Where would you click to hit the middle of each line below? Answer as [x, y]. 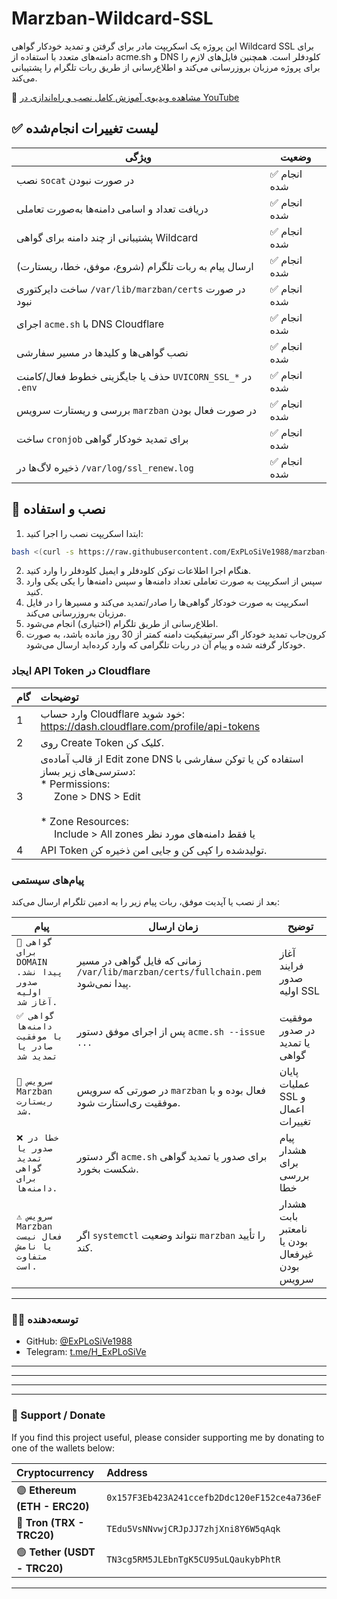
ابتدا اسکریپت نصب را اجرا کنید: [84, 533]
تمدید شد [37, 1056]
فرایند [291, 966]
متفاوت [32, 1256]
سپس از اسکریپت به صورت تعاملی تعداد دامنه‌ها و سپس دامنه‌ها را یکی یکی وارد [174, 581]
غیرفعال [296, 1254]
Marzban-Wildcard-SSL [112, 18]
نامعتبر [293, 1229]
